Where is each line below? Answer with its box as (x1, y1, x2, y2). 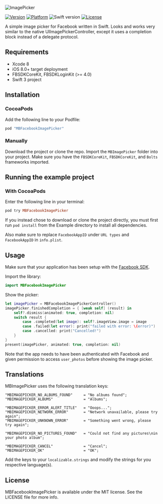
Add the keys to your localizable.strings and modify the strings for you (5, 457, 151, 462)
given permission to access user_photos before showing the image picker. (5, 356, 153, 362)
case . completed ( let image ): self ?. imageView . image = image (22, 319, 147, 324)
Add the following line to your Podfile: (5, 116, 80, 122)
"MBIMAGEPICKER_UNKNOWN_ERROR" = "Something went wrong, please (5, 418, 151, 423)
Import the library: (5, 273, 41, 279)
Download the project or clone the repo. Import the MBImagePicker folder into (5, 148, 158, 154)
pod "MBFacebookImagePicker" (5, 126, 64, 131)
